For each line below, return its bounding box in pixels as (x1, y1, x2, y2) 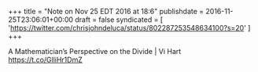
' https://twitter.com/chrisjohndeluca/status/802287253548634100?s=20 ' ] (8, 23, 251, 32)
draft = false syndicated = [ (74, 15, 164, 24)
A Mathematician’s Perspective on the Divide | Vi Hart (8, 47, 182, 56)
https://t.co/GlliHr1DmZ (8, 55, 83, 64)
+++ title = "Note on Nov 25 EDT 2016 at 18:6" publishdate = (8, 7, 205, 16)
